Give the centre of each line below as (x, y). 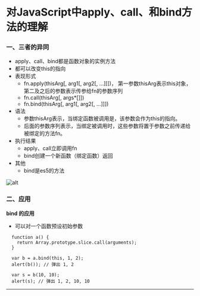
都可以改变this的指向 (40, 68)
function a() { (30, 237)
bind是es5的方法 (44, 171)
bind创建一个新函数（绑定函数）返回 (68, 156)
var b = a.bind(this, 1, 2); (48, 258)
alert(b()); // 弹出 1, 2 (43, 264)
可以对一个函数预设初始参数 (49, 226)
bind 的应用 (20, 213)
